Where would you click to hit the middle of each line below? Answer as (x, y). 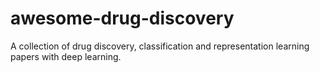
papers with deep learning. (66, 56)
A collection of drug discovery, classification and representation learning (160, 46)
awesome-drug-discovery (122, 18)
